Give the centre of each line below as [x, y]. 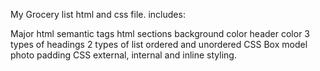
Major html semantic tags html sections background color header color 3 [160, 33]
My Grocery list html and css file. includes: [98, 14]
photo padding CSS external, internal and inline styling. [123, 55]
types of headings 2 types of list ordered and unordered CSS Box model [159, 44]
